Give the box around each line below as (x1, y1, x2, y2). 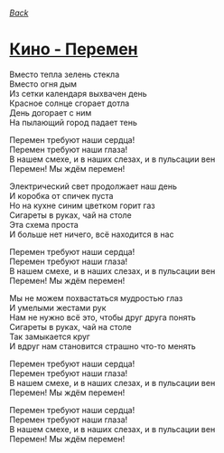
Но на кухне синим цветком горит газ (9, 200, 155, 211)
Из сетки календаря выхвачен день (9, 88, 147, 99)
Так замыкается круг (9, 331, 90, 342)
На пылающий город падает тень (9, 117, 138, 127)
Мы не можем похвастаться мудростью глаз (9, 292, 183, 303)
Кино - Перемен (9, 39, 138, 59)
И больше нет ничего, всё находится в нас (9, 229, 174, 240)
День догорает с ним (9, 107, 92, 118)
